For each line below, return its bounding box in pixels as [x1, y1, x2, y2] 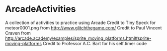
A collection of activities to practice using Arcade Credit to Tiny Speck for [5, 20, 156, 25]
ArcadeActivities [5, 3, 76, 15]
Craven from [5, 30, 31, 36]
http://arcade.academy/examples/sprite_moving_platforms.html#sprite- [5, 35, 152, 41]
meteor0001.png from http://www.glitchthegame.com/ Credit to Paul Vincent [5, 25, 162, 30]
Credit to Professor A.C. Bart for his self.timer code [43, 40, 147, 46]
